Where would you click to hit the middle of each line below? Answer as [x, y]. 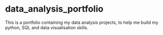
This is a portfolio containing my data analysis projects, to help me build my [82, 22]
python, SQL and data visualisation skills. [47, 27]
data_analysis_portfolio [54, 9]
